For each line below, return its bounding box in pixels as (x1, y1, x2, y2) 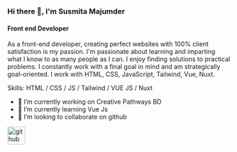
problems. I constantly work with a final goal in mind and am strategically (7, 63, 221, 71)
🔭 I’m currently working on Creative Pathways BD (17, 97, 162, 106)
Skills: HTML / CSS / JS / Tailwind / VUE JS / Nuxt (7, 84, 153, 92)
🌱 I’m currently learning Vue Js (17, 105, 109, 114)
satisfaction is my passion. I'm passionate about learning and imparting (7, 48, 216, 56)
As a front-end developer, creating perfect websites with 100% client (7, 40, 209, 48)
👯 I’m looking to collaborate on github (17, 113, 128, 121)
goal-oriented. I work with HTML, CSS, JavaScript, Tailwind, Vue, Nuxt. (7, 70, 215, 79)
